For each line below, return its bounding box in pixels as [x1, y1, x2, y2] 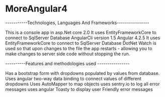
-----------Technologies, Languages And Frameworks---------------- [5, 20, 149, 26]
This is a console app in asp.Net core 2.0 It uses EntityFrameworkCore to [5, 29, 157, 35]
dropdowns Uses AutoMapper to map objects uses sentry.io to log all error [5, 81, 160, 87]
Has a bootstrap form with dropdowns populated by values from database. [5, 70, 160, 76]
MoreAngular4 [5, 3, 68, 15]
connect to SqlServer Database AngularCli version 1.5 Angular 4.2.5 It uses [5, 35, 160, 41]
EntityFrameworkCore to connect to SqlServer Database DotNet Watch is [5, 40, 157, 46]
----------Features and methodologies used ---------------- [5, 60, 130, 66]
